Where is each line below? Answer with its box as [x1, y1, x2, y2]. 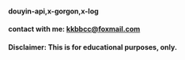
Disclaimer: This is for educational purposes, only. [8, 42, 178, 51]
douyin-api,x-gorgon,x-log [8, 6, 99, 16]
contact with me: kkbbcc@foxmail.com [8, 24, 141, 34]
